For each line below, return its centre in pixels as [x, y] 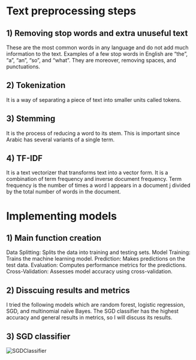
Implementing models [61, 216]
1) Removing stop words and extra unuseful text [97, 33]
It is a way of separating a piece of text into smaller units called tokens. [94, 99]
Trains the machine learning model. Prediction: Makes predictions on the [96, 259]
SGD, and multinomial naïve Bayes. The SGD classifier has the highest [92, 311]
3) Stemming [31, 119]
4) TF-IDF [25, 158]
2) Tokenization [36, 85]
